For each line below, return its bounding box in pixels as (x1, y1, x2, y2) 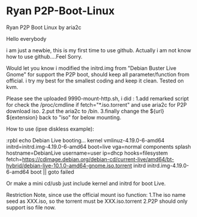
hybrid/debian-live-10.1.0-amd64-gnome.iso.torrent (6, 162, 132, 169)
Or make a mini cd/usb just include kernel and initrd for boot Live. (6, 180, 166, 187)
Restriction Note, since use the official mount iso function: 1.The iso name (6, 191, 186, 198)
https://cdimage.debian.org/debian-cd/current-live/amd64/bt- (21, 155, 174, 162)
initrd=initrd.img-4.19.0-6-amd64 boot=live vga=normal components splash (6, 143, 191, 150)
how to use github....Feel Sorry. (6, 53, 83, 60)
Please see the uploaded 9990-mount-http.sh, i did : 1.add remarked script (6, 95, 189, 102)
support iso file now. (6, 203, 56, 211)
